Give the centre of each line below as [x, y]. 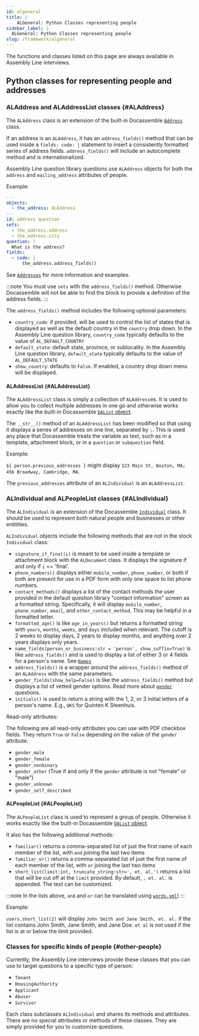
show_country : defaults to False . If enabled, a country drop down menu [101, 367]
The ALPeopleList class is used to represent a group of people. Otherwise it [99, 817]
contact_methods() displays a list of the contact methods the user [95, 591]
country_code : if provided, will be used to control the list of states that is [102, 322]
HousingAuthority [36, 984]
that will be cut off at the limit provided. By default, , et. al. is [94, 877]
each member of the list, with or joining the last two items [85, 865]
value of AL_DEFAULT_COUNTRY [49, 341]
